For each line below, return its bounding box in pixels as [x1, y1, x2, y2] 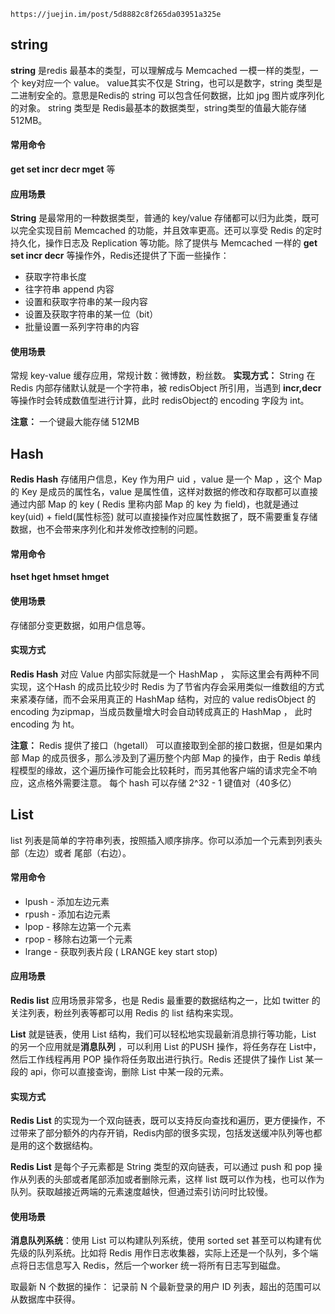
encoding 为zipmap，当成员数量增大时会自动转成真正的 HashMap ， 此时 [10, 705, 313, 717]
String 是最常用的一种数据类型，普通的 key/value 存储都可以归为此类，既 [10, 212, 312, 224]
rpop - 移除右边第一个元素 [24, 933, 133, 945]
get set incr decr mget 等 [10, 163, 116, 175]
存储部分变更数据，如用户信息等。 [10, 619, 151, 631]
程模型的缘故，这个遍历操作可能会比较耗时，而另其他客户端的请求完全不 [10, 764, 308, 776]
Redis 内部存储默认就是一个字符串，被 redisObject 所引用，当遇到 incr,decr [10, 382, 322, 394]
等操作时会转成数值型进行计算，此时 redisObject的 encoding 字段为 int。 [10, 395, 310, 407]
